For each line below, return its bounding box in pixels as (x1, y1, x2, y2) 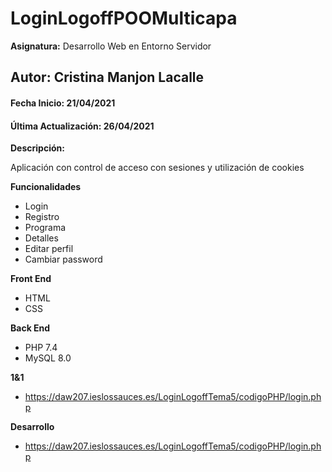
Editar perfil (24, 243, 74, 255)
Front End (10, 273, 52, 285)
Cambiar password (24, 253, 103, 266)
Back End (10, 322, 51, 334)
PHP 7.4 (24, 342, 58, 354)
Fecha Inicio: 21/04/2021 (10, 97, 116, 109)
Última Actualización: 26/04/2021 (10, 120, 155, 132)
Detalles (24, 232, 59, 244)
